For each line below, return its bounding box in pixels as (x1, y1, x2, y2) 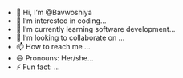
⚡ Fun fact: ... (15, 62, 60, 72)
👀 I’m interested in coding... (15, 16, 107, 25)
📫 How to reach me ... (15, 42, 91, 51)
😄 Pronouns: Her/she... (15, 53, 94, 63)
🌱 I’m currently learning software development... (15, 25, 176, 33)
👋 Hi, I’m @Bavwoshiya (15, 8, 92, 17)
